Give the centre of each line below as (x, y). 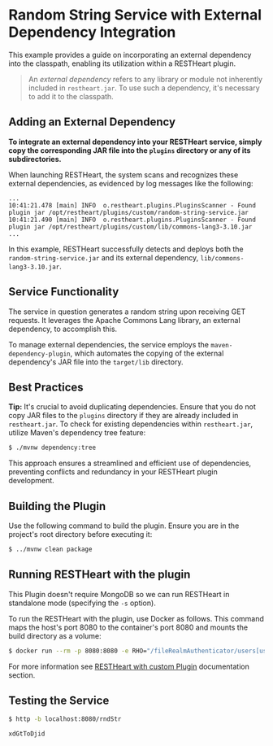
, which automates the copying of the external (147, 353)
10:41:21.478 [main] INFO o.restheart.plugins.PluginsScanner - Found (132, 205)
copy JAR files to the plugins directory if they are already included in (123, 416)
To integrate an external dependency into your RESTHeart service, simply (135, 142)
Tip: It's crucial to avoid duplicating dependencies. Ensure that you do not (132, 407)
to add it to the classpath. (71, 96)
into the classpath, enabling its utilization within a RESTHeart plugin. (122, 63)
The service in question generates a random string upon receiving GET (127, 312)
